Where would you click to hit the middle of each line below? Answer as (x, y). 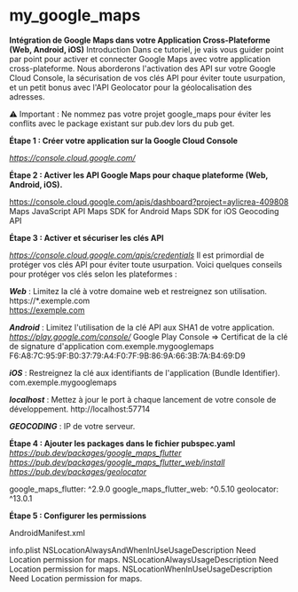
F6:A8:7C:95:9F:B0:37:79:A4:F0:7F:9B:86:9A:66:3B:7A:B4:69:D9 (127, 356)
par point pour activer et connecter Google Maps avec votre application (140, 59)
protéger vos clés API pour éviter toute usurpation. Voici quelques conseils (145, 264)
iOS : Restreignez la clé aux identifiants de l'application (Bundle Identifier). (145, 372)
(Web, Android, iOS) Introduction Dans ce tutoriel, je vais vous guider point (146, 49)
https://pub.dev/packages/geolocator (78, 471)
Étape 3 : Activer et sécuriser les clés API (86, 237)
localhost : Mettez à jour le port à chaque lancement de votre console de (143, 399)
